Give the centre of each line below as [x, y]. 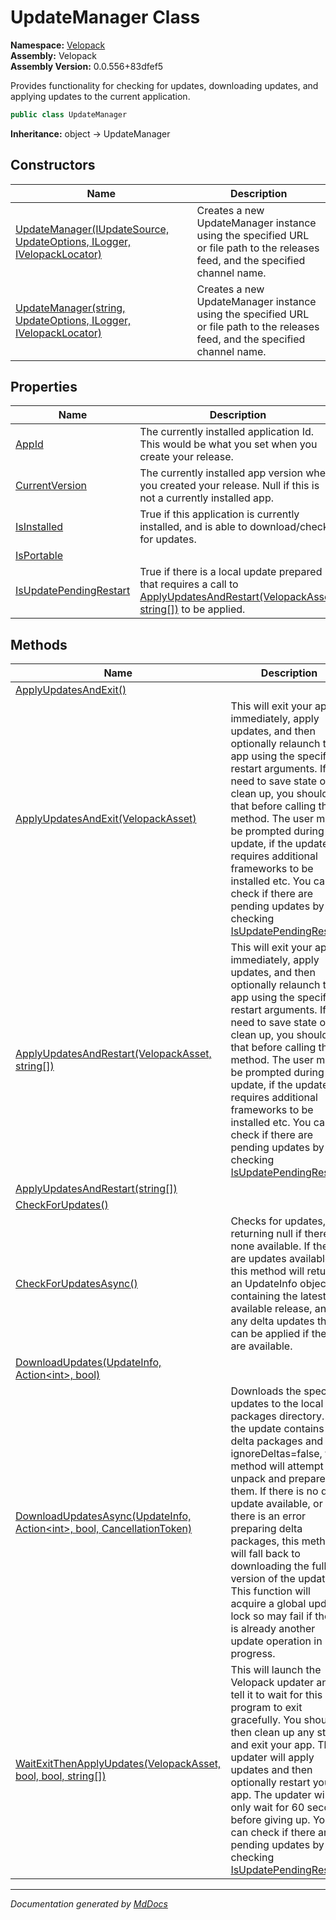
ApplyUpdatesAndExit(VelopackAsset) [106, 819]
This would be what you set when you [228, 444]
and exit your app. [272, 1745]
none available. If [270, 1246]
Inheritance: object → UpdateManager [90, 133]
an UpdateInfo [264, 1284]
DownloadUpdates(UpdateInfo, [88, 1363]
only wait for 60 [267, 1808]
